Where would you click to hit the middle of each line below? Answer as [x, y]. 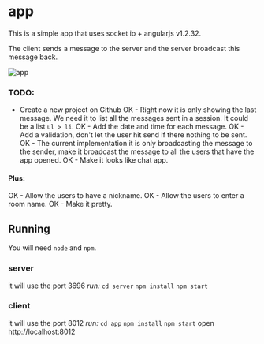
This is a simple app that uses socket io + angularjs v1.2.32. [105, 33]
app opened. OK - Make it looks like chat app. [94, 160]
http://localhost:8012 [42, 331]
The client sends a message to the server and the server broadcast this [124, 48]
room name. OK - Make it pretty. [60, 204]
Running [30, 228]
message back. [33, 57]
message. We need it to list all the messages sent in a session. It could [134, 118]
